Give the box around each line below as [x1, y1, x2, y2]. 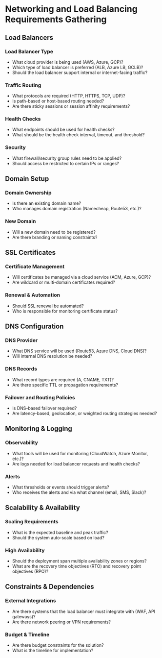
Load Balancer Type [5, 48, 54, 55]
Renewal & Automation [5, 292, 60, 298]
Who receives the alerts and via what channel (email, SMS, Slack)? [12, 489, 146, 495]
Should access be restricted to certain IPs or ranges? [12, 160, 119, 166]
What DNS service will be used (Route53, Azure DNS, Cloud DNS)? [12, 348, 147, 354]
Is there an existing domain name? [12, 200, 81, 206]
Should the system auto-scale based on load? [12, 535, 105, 540]
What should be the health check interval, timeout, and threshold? [12, 132, 145, 138]
